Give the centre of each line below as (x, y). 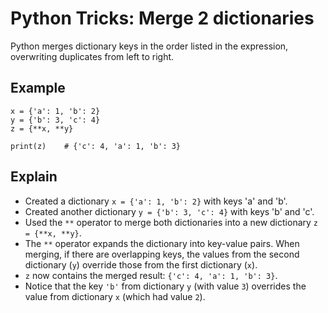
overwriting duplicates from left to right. (92, 56)
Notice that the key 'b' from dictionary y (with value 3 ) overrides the (165, 286)
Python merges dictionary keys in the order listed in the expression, (149, 46)
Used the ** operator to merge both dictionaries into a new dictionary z (171, 222)
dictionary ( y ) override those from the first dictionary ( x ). (141, 264)
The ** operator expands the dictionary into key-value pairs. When (162, 243)
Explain (34, 177)
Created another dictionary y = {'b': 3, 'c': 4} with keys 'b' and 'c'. (169, 211)
